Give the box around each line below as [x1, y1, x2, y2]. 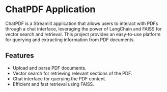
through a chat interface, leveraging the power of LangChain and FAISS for [5, 25, 162, 32]
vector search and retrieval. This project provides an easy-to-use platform [5, 31, 161, 37]
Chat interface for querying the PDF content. [12, 75, 106, 82]
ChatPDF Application [5, 4, 96, 15]
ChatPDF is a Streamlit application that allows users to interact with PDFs [5, 20, 158, 26]
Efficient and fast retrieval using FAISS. [12, 81, 94, 87]
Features [5, 51, 34, 60]
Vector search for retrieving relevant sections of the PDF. [12, 70, 132, 76]
